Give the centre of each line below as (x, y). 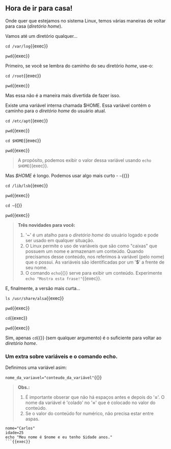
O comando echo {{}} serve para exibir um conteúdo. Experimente (94, 273)
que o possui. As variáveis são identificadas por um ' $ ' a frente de (95, 262)
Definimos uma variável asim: (36, 368)
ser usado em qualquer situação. (60, 240)
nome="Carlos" (20, 429)
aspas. (32, 419)
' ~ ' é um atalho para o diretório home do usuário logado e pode (92, 235)
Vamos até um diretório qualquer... (41, 36)
